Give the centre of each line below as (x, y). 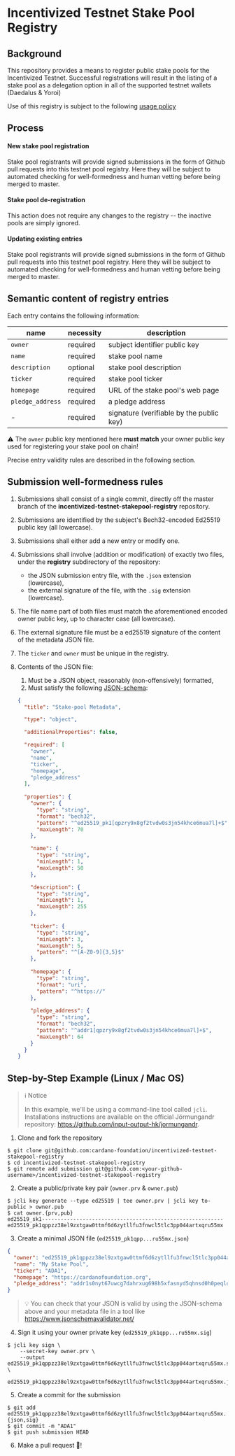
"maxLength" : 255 (62, 907)
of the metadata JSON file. (56, 639)
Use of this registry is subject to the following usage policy (92, 106)
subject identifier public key (154, 344)
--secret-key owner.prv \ (58, 1352)
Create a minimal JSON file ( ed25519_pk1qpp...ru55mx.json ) (103, 1238)
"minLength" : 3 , (60, 939)
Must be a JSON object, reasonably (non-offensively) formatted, (121, 680)
